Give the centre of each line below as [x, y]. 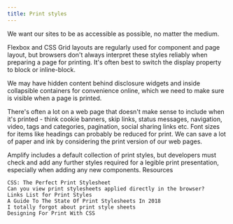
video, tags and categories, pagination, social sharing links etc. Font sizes [114, 126]
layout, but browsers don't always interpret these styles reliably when [107, 55]
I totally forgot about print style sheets [72, 207]
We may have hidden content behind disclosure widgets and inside [104, 83]
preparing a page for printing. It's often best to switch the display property [114, 62]
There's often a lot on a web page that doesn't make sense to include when [116, 111]
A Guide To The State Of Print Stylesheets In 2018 [84, 201]
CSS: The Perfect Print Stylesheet [59, 183]
